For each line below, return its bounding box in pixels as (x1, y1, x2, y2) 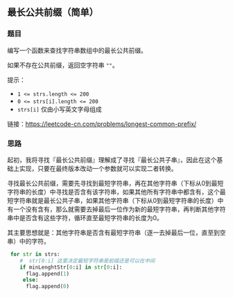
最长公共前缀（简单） (7, 6, 98, 19)
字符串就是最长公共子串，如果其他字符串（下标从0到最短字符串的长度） (12, 196, 218, 204)
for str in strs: (10, 251, 60, 258)
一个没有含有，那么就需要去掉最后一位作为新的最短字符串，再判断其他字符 (12, 205, 226, 213)
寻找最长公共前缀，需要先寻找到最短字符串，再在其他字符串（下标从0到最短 (7, 179, 224, 187)
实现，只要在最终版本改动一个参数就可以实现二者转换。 (19, 164, 178, 172)
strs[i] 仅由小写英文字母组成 (17, 105, 102, 113)
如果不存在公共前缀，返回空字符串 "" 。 (7, 61, 119, 69)
